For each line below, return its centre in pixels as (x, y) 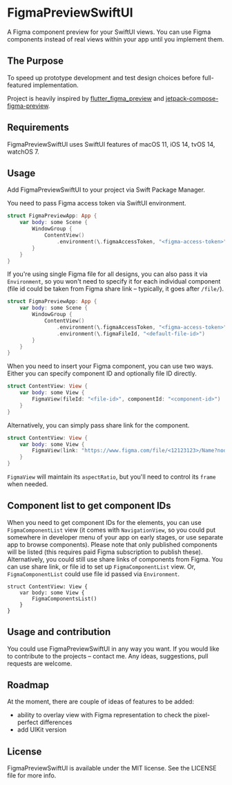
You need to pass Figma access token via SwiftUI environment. (97, 203)
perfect (28, 722)
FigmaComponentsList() (65, 599)
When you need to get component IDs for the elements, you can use (104, 522)
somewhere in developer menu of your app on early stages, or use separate (115, 537)
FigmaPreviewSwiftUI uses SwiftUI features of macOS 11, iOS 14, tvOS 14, (111, 144)
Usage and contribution (59, 632)
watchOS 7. (23, 151)
